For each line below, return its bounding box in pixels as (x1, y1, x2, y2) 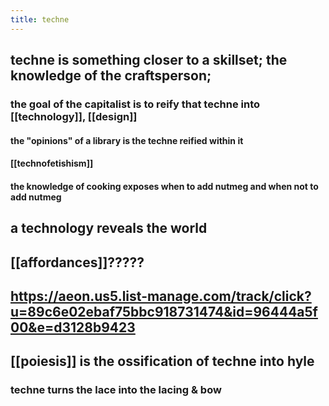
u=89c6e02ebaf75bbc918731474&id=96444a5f (10, 303, 318, 320)
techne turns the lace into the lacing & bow (10, 383, 222, 397)
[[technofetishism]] (10, 157, 94, 170)
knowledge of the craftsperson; (10, 67, 212, 85)
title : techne (10, 14, 70, 25)
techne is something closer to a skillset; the (10, 52, 288, 69)
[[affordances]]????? (10, 254, 145, 271)
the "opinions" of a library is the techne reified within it (10, 134, 244, 146)
